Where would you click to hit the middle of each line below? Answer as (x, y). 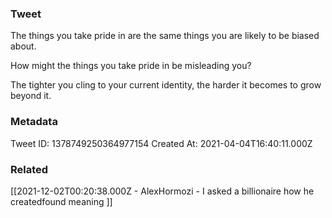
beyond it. (31, 96)
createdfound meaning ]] (61, 201)
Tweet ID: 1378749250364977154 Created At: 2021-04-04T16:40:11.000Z (161, 143)
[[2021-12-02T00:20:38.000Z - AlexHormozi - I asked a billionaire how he (162, 191)
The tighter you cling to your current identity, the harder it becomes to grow (166, 85)
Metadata (34, 122)
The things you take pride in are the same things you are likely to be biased (165, 36)
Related (29, 169)
